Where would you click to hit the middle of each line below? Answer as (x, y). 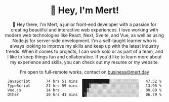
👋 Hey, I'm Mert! (85, 10)
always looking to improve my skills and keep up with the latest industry (85, 46)
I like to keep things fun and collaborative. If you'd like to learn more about (85, 57)
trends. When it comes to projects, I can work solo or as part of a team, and (85, 51)
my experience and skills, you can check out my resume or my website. (85, 62)
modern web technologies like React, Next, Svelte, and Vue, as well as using (85, 35)
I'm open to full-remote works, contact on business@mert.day (85, 72)
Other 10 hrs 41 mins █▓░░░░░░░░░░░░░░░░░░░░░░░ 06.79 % (85, 94)
